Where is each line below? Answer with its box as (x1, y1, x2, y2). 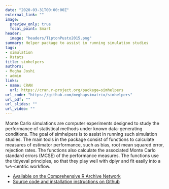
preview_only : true (10, 21, 51, 27)
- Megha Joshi (5, 69, 36, 74)
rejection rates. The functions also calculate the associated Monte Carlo (5, 147, 156, 153)
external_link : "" (5, 12, 44, 17)
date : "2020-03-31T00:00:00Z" (5, 7, 70, 13)
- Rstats (5, 54, 24, 60)
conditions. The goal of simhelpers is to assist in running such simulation (5, 131, 157, 137)
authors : (5, 64, 24, 69)
